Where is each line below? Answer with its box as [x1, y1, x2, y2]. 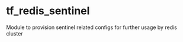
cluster [6, 30, 23, 37]
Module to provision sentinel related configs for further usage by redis [6, 24, 178, 31]
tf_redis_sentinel [6, 4, 90, 18]
